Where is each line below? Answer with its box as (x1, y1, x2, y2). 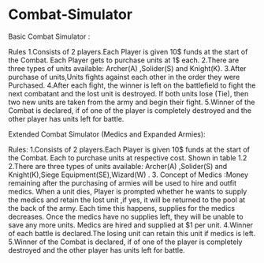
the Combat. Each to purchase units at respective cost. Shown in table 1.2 (8, 152, 247, 163)
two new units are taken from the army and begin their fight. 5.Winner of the (8, 97, 255, 107)
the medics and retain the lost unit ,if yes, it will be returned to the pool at (8, 195, 246, 205)
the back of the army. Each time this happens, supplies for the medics (8, 203, 235, 212)
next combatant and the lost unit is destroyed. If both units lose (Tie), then (8, 88, 249, 98)
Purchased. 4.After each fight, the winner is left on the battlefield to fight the (8, 81, 256, 90)
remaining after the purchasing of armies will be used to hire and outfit (8, 178, 236, 187)
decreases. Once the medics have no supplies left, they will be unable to (8, 212, 244, 221)
